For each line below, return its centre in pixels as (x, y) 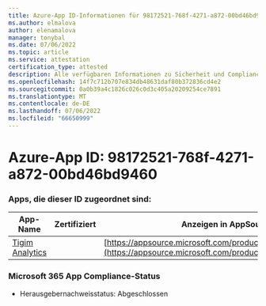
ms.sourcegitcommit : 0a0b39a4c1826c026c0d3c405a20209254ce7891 (115, 89)
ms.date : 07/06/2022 (42, 45)
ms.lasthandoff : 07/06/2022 (55, 111)
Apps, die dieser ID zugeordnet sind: (80, 198)
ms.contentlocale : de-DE (49, 104)
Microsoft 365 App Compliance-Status (84, 276)
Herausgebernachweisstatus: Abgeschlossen (94, 293)
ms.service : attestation (49, 60)
